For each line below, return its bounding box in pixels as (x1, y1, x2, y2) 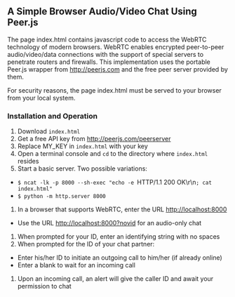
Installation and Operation (7, 111, 98, 121)
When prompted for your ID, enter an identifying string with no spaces (17, 232, 220, 241)
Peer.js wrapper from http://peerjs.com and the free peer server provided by (7, 65, 228, 73)
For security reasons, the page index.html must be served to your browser (7, 86, 222, 94)
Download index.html (17, 127, 81, 136)
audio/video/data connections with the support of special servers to (7, 50, 204, 58)
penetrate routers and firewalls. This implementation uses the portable (7, 58, 210, 66)
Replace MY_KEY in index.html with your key (17, 142, 149, 150)
